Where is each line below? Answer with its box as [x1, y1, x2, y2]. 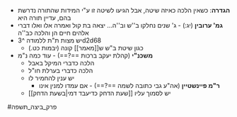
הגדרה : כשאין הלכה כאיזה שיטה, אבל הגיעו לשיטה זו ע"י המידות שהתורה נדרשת [17, 6, 231, 14]
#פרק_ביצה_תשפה [7, 103, 57, 111]
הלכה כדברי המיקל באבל [28, 59, 95, 67]
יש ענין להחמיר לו [28, 74, 75, 82]
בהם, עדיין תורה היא [17, 13, 71, 22]
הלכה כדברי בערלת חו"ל [28, 67, 93, 74]
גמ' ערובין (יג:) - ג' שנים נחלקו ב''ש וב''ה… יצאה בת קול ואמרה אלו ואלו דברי [17, 21, 223, 29]
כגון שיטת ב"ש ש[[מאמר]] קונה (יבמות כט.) [28, 44, 144, 52]
